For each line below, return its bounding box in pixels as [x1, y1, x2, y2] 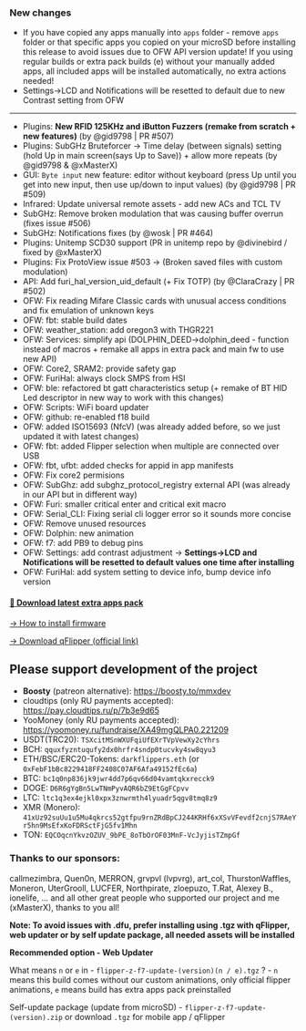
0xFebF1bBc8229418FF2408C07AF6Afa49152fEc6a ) [22, 763, 198, 774]
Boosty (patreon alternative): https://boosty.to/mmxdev [22, 686, 231, 696]
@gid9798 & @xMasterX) [22, 160, 118, 170]
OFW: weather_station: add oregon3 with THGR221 [22, 325, 214, 335]
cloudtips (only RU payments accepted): [22, 696, 175, 706]
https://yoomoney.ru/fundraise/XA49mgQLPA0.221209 [22, 725, 229, 736]
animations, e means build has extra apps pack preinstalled [9, 984, 232, 995]
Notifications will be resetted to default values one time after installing [22, 557, 295, 568]
